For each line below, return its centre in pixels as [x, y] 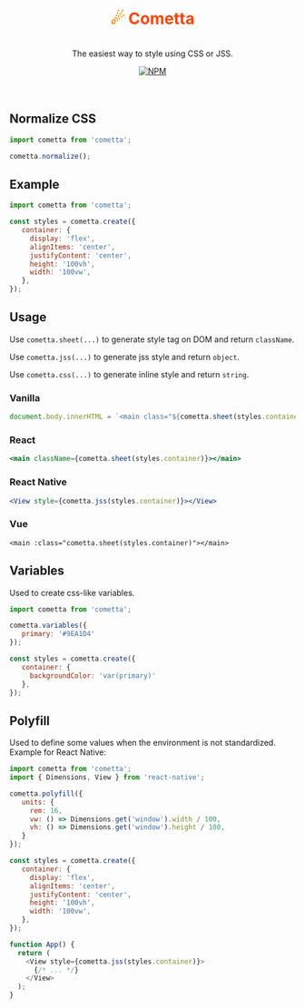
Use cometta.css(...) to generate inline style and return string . [129, 374]
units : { [38, 802]
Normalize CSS [53, 119]
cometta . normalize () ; [50, 156]
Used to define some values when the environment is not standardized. [143, 743]
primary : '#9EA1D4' [58, 634]
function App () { [42, 944]
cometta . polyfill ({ [46, 793]
